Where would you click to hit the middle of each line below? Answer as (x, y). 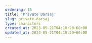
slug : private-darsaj (27, 19)
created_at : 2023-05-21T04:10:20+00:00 (46, 28)
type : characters (23, 23)
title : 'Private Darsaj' (31, 14)
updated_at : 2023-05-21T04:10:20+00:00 (46, 33)
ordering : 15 (19, 10)
